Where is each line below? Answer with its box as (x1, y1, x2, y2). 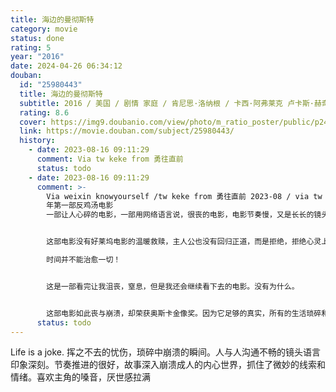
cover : (19, 117, 47, 127)
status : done (10, 33, 65, 43)
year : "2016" (10, 52, 65, 62)
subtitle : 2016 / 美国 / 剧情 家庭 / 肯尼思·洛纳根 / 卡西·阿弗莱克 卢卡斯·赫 (19, 98, 322, 108)
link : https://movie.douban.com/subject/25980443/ (19, 126, 235, 136)
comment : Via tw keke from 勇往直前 (36, 154, 184, 164)
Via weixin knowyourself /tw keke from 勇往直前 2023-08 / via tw (46, 191, 323, 201)
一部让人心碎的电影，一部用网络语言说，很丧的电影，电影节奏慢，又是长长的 (46, 210, 315, 220)
